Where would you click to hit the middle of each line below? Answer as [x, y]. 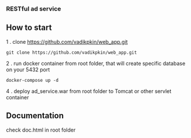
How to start [29, 28]
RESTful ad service [34, 9]
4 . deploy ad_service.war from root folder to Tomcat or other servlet [89, 91]
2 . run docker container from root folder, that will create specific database [96, 63]
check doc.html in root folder [41, 130]
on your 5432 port [28, 70]
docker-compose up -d [32, 80]
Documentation [35, 116]
